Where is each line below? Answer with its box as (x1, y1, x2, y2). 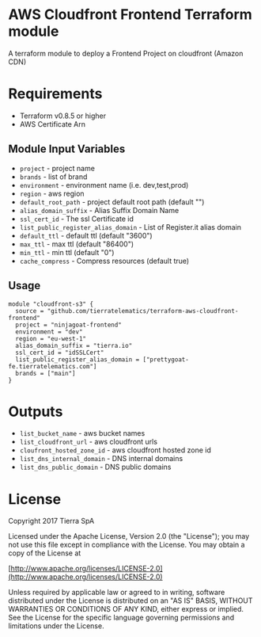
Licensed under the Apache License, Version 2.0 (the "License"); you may (8, 532, 250, 541)
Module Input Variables (8, 143, 126, 156)
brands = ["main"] (15, 369, 77, 377)
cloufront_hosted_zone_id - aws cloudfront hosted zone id (19, 445, 212, 455)
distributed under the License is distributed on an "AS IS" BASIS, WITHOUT (8, 596, 253, 605)
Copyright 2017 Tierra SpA (8, 517, 95, 526)
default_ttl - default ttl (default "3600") (19, 231, 153, 240)
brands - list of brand (19, 172, 88, 181)
